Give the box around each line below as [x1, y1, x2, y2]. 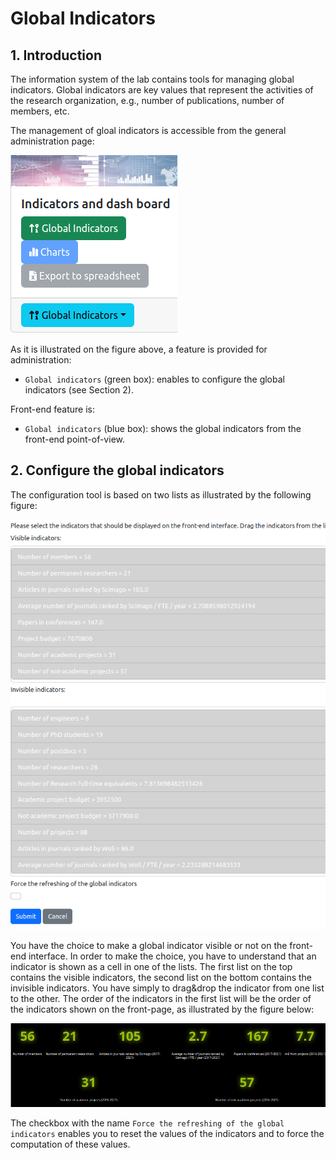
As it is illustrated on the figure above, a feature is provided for [10, 343, 268, 355]
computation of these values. [10, 1138, 131, 1150]
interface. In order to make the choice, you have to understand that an [28, 950, 317, 962]
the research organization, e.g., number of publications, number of [10, 95, 285, 106]
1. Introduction [10, 47, 102, 64]
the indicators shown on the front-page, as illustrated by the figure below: [10, 1003, 315, 1015]
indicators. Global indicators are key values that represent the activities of [10, 84, 314, 96]
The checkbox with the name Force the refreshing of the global [10, 1117, 285, 1129]
